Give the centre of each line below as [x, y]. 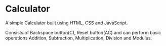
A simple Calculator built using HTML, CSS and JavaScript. [67, 23]
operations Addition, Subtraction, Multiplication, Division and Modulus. [79, 38]
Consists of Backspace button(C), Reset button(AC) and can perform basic [83, 32]
